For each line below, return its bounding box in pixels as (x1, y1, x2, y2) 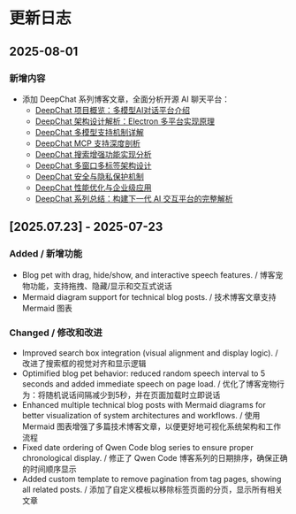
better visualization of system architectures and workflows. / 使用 (21, 410, 261, 420)
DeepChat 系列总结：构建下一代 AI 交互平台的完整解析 (34, 193, 233, 203)
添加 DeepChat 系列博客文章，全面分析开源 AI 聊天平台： (21, 94, 230, 104)
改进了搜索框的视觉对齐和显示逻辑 (21, 357, 147, 368)
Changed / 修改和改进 (9, 326, 103, 339)
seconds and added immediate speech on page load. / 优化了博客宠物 (21, 378, 277, 389)
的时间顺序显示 (21, 464, 77, 474)
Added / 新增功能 (9, 248, 83, 260)
